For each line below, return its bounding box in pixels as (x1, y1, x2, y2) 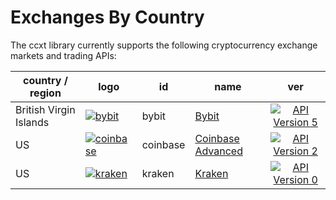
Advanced (194, 144, 243, 158)
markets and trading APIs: (10, 49, 117, 61)
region (29, 86, 62, 100)
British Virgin (15, 102, 76, 116)
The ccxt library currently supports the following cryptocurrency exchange (10, 39, 318, 51)
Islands (15, 115, 50, 129)
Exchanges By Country (10, 6, 205, 29)
